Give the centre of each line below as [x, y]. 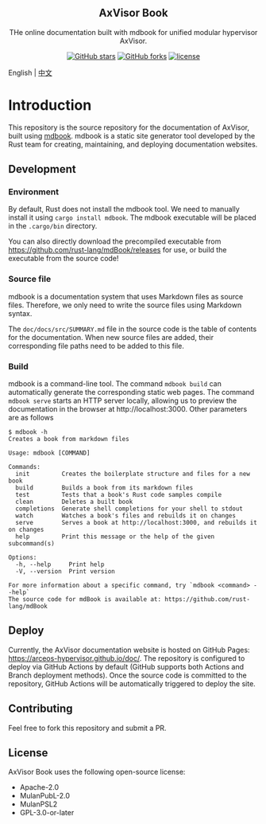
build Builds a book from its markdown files [104, 488]
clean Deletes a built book [74, 502]
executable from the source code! [64, 259]
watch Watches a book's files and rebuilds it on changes [126, 516]
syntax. [20, 313]
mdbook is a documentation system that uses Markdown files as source [126, 296]
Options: [23, 558]
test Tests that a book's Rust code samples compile [119, 495]
